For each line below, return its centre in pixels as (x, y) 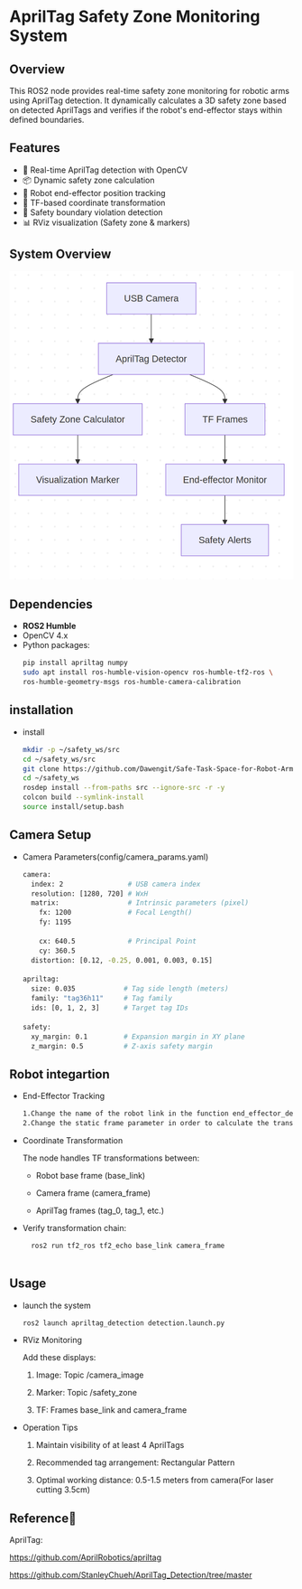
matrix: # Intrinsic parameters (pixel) (140, 903)
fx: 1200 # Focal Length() (116, 913)
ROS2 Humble (49, 626)
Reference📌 (43, 1518)
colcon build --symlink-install (83, 797)
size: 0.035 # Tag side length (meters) (130, 989)
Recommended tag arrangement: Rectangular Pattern (135, 1462)
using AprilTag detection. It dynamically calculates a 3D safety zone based (148, 100)
